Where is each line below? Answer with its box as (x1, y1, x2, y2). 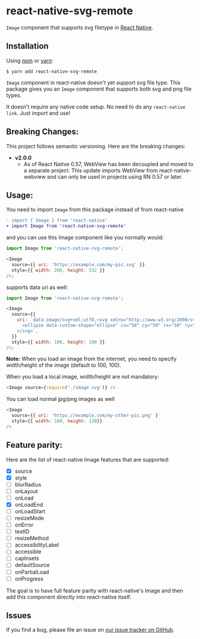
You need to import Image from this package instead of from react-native (6, 206, 184, 213)
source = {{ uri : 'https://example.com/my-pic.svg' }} (11, 261, 145, 267)
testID (14, 528, 30, 535)
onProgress (14, 575, 43, 582)
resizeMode (14, 515, 45, 522)
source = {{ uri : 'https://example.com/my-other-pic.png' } (11, 413, 159, 419)
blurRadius (14, 481, 42, 488)
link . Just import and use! (6, 109, 70, 117)
